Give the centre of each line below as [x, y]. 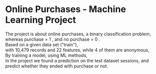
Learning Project [41, 20]
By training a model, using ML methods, [47, 55]
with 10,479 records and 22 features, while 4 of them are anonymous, [77, 50]
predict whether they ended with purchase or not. [57, 66]
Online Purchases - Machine [66, 9]
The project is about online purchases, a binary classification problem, [78, 34]
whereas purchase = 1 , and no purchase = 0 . [53, 39]
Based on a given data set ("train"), [42, 44]
